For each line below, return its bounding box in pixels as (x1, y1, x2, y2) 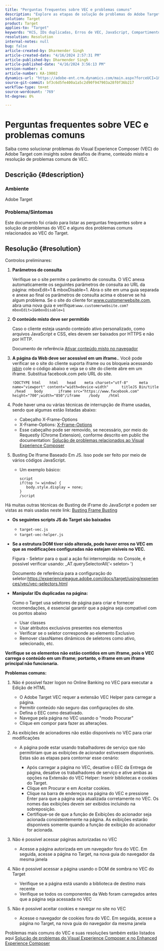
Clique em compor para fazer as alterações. (19, 720, 108, 726)
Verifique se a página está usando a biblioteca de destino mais (19, 880, 145, 886)
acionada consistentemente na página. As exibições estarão (26, 816, 148, 822)
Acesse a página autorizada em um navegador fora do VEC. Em (19, 846, 147, 851)
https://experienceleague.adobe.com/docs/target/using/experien (27, 575, 159, 581)
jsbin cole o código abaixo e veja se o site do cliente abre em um (12, 365, 143, 371)
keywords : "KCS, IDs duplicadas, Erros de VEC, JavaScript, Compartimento (5, 30, 161, 35)
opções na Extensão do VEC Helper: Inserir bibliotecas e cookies (26, 774, 158, 780)
